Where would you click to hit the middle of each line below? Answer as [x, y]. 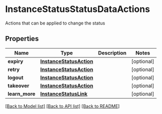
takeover [18, 85]
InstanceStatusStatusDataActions [77, 9]
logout [15, 77]
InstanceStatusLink [64, 93]
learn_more [22, 93]
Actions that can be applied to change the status [55, 23]
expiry [15, 61]
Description [112, 52]
